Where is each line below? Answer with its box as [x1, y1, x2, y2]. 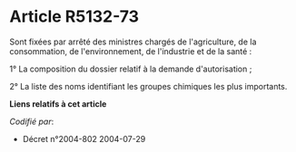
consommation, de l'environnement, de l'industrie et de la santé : [9, 45, 252, 56]
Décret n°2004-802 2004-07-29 [22, 133, 146, 144]
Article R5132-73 [9, 6, 139, 27]
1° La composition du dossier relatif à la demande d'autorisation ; [9, 63, 252, 74]
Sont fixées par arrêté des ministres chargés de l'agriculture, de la [9, 36, 257, 47]
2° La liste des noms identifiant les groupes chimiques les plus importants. [9, 81, 288, 91]
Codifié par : [9, 116, 54, 127]
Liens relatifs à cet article [9, 98, 107, 109]
